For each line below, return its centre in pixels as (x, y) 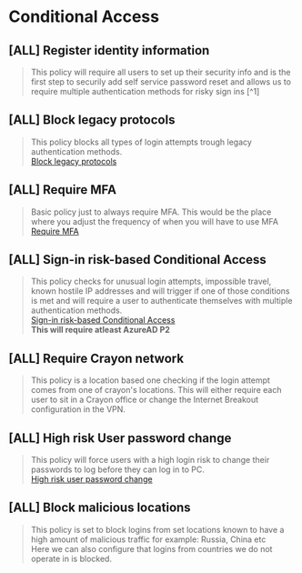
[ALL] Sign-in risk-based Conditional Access (138, 260)
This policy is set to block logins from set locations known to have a (157, 529)
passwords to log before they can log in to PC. (118, 469)
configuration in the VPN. (78, 409)
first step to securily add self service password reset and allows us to (161, 82)
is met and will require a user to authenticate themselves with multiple (161, 301)
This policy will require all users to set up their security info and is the (161, 72)
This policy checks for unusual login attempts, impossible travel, (151, 281)
